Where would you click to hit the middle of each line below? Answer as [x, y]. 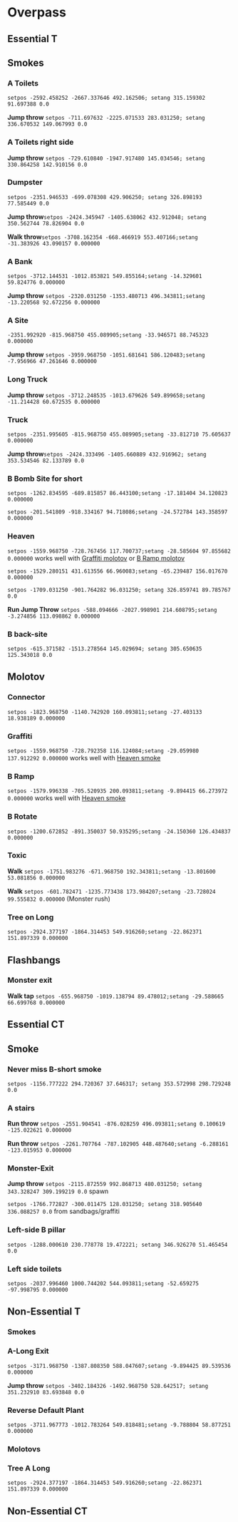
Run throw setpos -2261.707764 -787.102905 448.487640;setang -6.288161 [118, 1144]
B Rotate [22, 817]
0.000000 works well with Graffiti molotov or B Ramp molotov [96, 558]
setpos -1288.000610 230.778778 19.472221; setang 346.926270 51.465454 [118, 1245]
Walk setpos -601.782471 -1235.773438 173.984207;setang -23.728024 [112, 891]
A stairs [21, 1108]
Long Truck [27, 379]
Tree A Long [29, 1468]
